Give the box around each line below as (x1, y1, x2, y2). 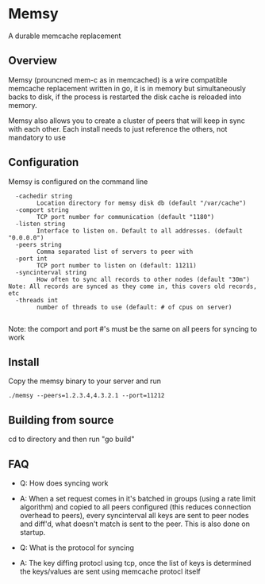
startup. (19, 528, 46, 536)
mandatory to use (8, 133, 66, 142)
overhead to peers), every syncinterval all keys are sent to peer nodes (19, 511, 249, 520)
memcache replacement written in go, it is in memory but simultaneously (8, 83, 246, 93)
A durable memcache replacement (8, 31, 121, 40)
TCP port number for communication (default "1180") (36, 213, 215, 221)
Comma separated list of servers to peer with (36, 248, 194, 255)
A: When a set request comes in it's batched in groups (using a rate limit (19, 494, 256, 503)
